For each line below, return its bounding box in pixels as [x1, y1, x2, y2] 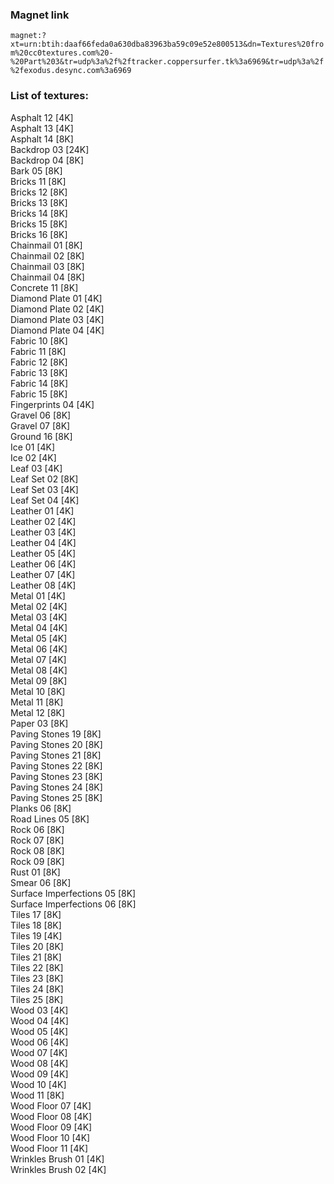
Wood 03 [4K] [10, 1004, 69, 1016]
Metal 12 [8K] [10, 706, 66, 718]
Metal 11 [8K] [10, 696, 64, 708]
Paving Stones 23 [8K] [10, 770, 103, 782]
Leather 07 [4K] [10, 568, 76, 580]
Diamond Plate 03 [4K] [10, 313, 105, 325]
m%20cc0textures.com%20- [10, 48, 114, 58]
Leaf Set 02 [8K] [10, 473, 79, 485]
